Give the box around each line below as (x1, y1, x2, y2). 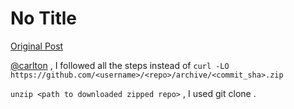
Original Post (10, 40, 64, 52)
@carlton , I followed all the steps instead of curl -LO (10, 59, 230, 71)
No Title (10, 7, 78, 30)
